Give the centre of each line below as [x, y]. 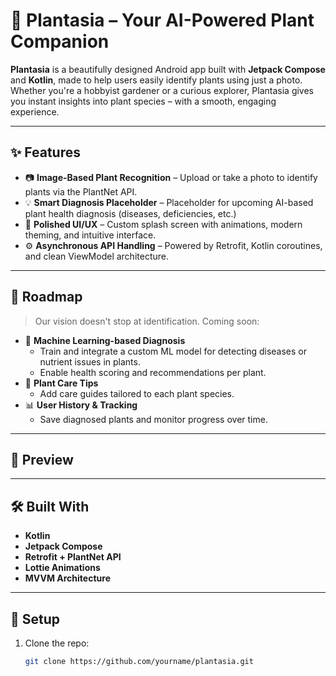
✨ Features [45, 152]
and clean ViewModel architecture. [96, 256]
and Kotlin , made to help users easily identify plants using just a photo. [156, 80]
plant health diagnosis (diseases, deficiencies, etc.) [130, 213]
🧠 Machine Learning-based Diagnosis [105, 340]
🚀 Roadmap [46, 297]
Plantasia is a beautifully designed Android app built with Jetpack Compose [168, 69]
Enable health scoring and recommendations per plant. [153, 372]
